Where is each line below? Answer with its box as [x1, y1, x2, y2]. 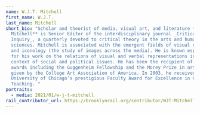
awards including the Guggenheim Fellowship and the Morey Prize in [11, 64, 185, 71]
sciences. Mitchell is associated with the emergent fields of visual [11, 42, 190, 48]
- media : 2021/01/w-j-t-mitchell [11, 92, 94, 98]
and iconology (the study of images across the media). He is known [11, 48, 185, 54]
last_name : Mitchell [5, 20, 57, 26]
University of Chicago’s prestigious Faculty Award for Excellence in [11, 75, 190, 81]
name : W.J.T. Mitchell [5, 8, 62, 15]
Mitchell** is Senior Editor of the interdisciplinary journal [11, 31, 171, 37]
